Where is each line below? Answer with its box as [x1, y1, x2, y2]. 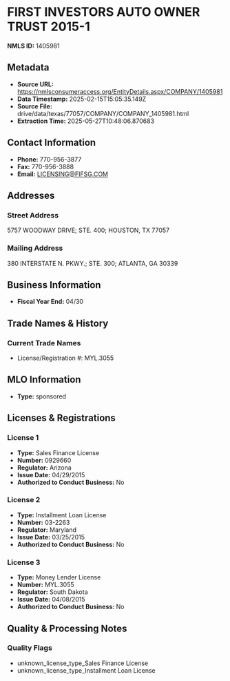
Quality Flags [7, 643, 53, 653]
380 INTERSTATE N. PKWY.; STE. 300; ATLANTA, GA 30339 [7, 259, 178, 267]
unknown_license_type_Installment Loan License [17, 666, 156, 674]
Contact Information [7, 137, 96, 148]
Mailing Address [7, 243, 63, 253]
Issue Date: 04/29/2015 [17, 470, 85, 479]
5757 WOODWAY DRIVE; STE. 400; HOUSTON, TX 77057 [7, 226, 170, 235]
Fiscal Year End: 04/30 [17, 298, 84, 306]
